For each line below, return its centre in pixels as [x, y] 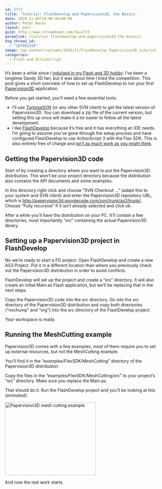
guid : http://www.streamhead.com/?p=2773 [47, 32]
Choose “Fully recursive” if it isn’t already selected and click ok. [68, 206]
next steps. [16, 290]
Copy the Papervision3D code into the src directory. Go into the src [72, 299]
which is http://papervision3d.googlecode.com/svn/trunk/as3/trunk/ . [74, 201]
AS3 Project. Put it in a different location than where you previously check [78, 265]
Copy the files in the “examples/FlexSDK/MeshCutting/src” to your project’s [80, 375]
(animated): [16, 395]
